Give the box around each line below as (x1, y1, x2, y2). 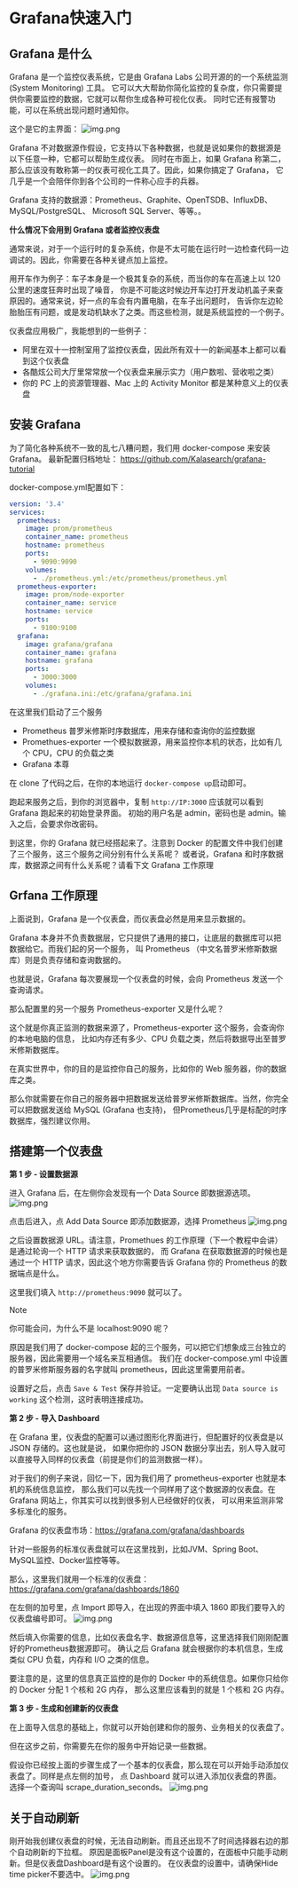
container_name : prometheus (25, 533, 129, 541)
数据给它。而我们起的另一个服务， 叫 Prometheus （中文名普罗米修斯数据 (9, 943, 278, 954)
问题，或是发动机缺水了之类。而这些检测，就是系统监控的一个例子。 (39, 307, 289, 317)
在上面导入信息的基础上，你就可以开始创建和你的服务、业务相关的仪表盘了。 (9, 1722, 289, 1733)
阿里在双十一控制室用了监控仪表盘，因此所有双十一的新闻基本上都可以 (21, 344, 279, 355)
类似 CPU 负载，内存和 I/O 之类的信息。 (9, 1655, 154, 1665)
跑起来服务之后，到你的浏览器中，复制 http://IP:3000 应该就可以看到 (9, 796, 264, 807)
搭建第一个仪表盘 (9, 1144, 103, 1159)
